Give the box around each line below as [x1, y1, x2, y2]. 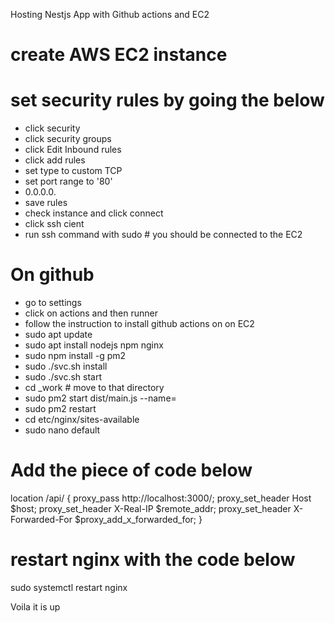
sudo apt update [24, 329, 93, 341]
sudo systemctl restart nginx [10, 581, 128, 593]
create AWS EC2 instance [10, 44, 228, 66]
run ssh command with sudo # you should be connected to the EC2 [24, 229, 303, 241]
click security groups [24, 133, 112, 145]
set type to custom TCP [24, 165, 123, 177]
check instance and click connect [24, 207, 164, 219]
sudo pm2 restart [24, 403, 97, 415]
